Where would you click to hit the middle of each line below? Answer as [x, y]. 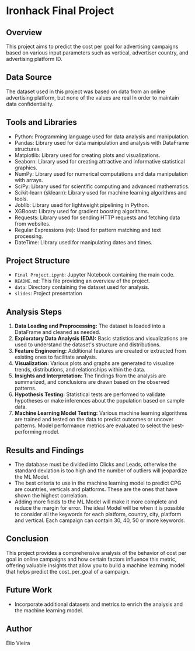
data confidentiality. [30, 104]
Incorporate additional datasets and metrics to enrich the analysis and [98, 604]
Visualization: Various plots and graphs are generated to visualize [94, 363]
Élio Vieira [18, 643]
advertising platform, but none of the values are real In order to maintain [93, 97]
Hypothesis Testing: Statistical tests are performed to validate [90, 394]
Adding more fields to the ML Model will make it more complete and [96, 502]
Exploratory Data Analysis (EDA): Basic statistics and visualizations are [101, 339]
